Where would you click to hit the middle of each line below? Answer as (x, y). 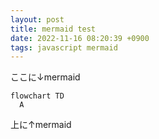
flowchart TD (37, 96)
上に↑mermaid (41, 125)
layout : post (37, 19)
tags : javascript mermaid (64, 47)
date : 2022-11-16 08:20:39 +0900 (80, 38)
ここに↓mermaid (45, 77)
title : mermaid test (53, 29)
